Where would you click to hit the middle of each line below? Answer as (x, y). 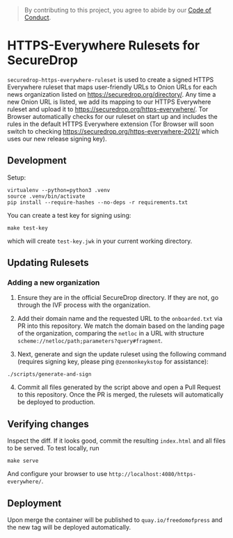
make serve (23, 461)
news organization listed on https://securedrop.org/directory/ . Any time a (112, 94)
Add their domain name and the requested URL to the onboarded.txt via (120, 319)
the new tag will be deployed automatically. (69, 528)
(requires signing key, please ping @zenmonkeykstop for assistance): (113, 362)
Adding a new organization (54, 283)
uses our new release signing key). (57, 139)
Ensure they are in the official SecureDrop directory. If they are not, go (118, 298)
